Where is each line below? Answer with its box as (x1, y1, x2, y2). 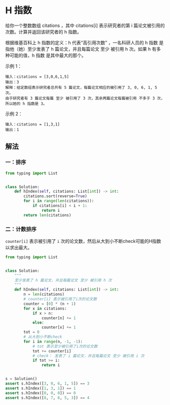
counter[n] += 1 (41, 316, 76, 321)
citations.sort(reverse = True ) (23, 194, 87, 199)
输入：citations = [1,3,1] (5, 121, 60, 127)
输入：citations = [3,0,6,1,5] (5, 74, 70, 79)
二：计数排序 (5, 226, 37, 233)
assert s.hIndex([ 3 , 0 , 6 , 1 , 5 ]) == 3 (5, 381, 90, 386)
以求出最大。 (5, 244, 32, 251)
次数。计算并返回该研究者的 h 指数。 (5, 28, 82, 35)
